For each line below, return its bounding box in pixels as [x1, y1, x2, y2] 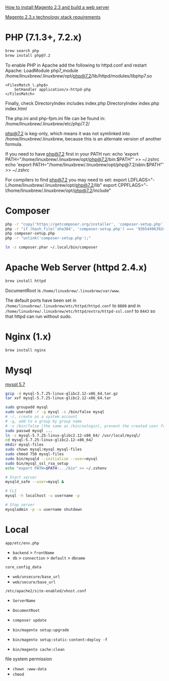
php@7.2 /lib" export [75, 182, 117, 188]
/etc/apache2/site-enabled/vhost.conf [5, 588, 87, 593]
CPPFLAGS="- [117, 182, 148, 188]
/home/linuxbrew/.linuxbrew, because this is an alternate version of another [5, 135, 162, 142]
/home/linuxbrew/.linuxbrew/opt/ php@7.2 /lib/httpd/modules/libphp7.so [5, 73, 152, 79]
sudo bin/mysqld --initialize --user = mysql [5, 456, 98, 461]
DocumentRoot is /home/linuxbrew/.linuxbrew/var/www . [5, 287, 120, 294]
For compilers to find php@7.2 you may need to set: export [5, 176, 127, 183]
